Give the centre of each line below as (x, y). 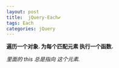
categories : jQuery (31, 29)
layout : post (23, 12)
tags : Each (20, 23)
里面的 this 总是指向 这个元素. (43, 59)
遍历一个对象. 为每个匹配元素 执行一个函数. (60, 46)
